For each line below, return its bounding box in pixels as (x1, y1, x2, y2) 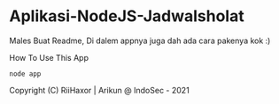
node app (9, 69, 42, 78)
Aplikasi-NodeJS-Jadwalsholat (9, 6, 245, 26)
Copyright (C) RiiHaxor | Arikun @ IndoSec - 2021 (9, 85, 190, 95)
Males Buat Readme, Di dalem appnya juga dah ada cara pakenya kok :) (9, 35, 271, 46)
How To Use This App (9, 52, 89, 63)
